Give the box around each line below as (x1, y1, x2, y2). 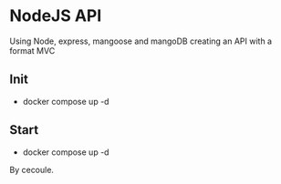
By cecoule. (9, 164, 55, 175)
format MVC (9, 45, 56, 56)
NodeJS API (9, 5, 102, 26)
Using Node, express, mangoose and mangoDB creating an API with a (9, 36, 272, 46)
